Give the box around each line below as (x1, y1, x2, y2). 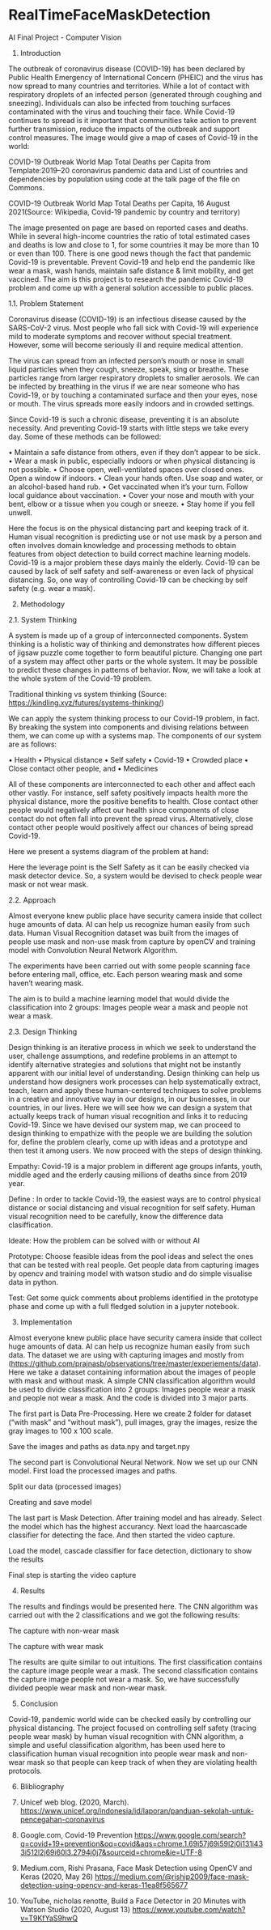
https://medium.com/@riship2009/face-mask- (95, 1872, 249, 1881)
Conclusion (19, 1698, 58, 1708)
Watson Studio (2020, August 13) (19, 1904, 131, 1914)
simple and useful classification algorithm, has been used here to (8, 1740, 226, 1749)
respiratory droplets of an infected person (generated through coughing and (8, 89, 263, 99)
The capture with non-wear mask (8, 1626, 120, 1635)
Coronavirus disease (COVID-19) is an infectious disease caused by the (8, 314, 247, 324)
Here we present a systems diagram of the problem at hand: (8, 846, 209, 856)
